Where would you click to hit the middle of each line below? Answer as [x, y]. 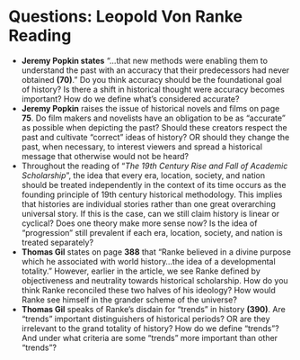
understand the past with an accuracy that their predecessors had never [155, 70]
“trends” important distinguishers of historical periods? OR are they [146, 319]
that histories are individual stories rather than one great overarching [148, 203]
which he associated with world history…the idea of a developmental [148, 261]
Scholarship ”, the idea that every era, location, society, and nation [143, 175]
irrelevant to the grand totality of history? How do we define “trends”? [150, 328]
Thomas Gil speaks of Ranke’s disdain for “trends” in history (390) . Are [154, 309]
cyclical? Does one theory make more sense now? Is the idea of [139, 223]
